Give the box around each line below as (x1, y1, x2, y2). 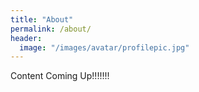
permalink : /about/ (10, 24, 92, 34)
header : (10, 33, 43, 43)
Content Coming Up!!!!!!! (10, 70, 110, 82)
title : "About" (10, 14, 74, 25)
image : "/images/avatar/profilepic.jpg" (19, 42, 190, 53)
